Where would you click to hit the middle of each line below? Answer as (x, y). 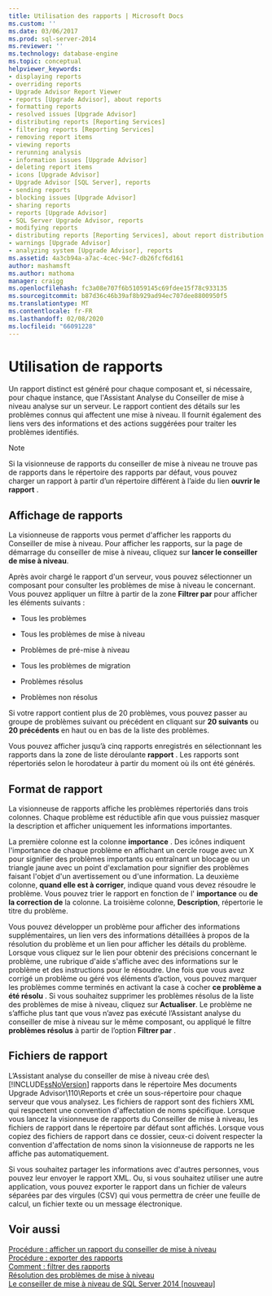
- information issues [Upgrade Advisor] (78, 160)
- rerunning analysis (45, 152)
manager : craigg (36, 281)
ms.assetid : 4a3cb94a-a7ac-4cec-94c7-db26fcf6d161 (96, 258)
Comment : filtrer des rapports (59, 1266)
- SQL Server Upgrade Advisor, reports (76, 221)
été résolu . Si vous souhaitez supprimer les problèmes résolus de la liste (131, 996)
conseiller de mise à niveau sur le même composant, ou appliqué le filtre (130, 1022)
